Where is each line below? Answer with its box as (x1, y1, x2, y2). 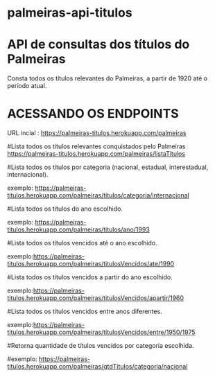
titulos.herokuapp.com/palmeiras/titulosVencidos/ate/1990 (7, 260, 175, 268)
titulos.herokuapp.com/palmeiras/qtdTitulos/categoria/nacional (7, 362, 188, 371)
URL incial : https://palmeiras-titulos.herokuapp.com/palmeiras (7, 129, 187, 137)
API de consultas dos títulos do (7, 37, 190, 53)
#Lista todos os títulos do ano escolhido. (7, 204, 123, 213)
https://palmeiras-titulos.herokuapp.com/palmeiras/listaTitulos (7, 150, 186, 158)
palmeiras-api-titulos (7, 5, 133, 21)
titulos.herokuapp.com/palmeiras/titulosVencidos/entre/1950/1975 (7, 328, 196, 337)
